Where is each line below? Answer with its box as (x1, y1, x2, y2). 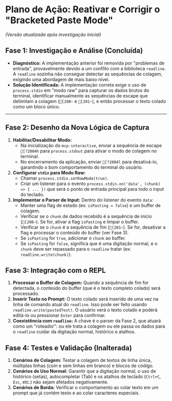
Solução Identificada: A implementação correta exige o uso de (12, 82, 146, 88)
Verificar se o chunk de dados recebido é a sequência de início (20, 213, 152, 219)
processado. (12, 291, 39, 297)
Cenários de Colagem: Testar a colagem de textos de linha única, (12, 357, 152, 364)
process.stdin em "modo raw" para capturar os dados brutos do (12, 87, 149, 93)
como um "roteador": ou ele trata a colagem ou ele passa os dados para (12, 323, 165, 329)
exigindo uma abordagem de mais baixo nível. (12, 76, 110, 83)
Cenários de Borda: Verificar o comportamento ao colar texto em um (12, 385, 159, 391)
